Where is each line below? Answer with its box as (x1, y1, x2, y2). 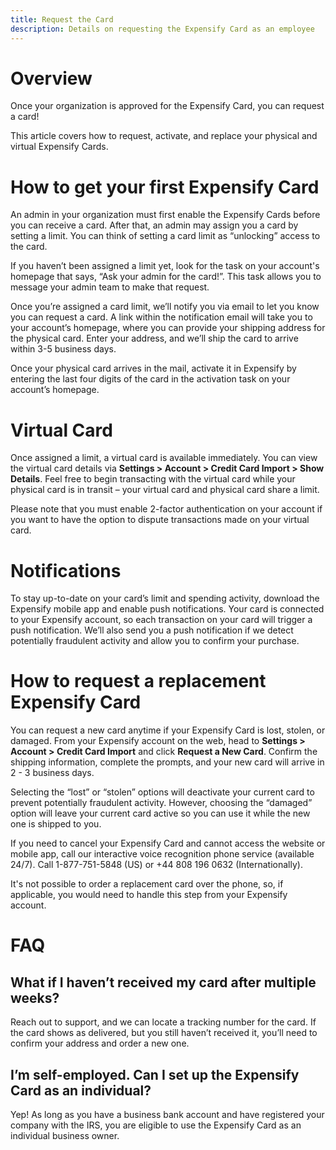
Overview (10, 67, 93, 90)
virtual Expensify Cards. (10, 141, 109, 153)
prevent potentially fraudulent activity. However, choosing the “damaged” (10, 797, 313, 809)
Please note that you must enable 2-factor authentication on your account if (10, 503, 323, 515)
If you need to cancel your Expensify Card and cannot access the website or (10, 837, 326, 850)
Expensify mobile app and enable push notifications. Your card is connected (10, 603, 325, 615)
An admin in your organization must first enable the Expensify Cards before (10, 209, 321, 221)
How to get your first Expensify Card (10, 176, 320, 198)
